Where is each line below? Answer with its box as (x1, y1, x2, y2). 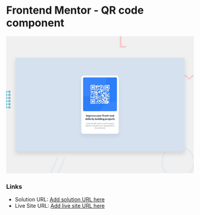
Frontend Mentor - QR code (6, 4, 144, 17)
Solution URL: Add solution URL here (14, 196, 105, 203)
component (6, 16, 64, 30)
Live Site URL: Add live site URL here (14, 203, 105, 210)
